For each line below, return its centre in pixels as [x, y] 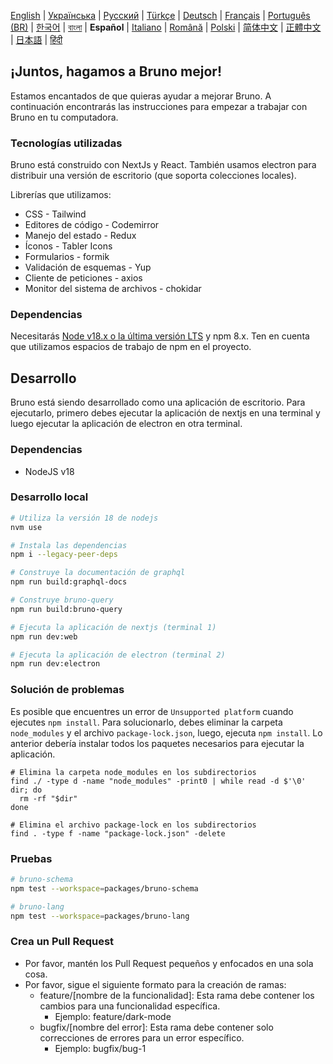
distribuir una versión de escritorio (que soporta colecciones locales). [153, 176]
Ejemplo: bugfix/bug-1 [100, 1048]
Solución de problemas [67, 690]
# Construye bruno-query [62, 600]
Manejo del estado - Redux [80, 236]
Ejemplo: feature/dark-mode [113, 1016]
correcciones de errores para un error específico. [142, 1037]
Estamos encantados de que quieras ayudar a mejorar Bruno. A [141, 96]
